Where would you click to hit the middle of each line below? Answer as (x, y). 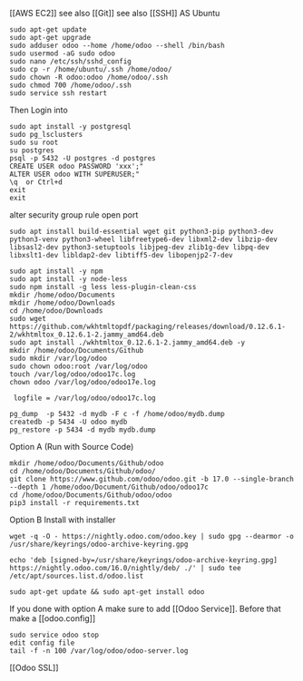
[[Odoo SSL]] (34, 667)
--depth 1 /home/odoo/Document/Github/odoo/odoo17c (109, 487)
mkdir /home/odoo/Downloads (63, 303)
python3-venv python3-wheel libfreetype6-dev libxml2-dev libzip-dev (144, 239)
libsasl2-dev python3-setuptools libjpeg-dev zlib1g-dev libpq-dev (140, 248)
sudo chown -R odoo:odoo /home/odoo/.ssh (89, 77)
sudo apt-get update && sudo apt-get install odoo (107, 592)
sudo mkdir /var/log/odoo (58, 358)
